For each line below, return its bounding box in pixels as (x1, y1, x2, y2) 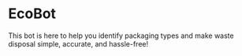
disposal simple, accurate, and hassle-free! (8, 39, 149, 48)
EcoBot (8, 5, 57, 23)
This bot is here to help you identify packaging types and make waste (8, 31, 234, 40)
